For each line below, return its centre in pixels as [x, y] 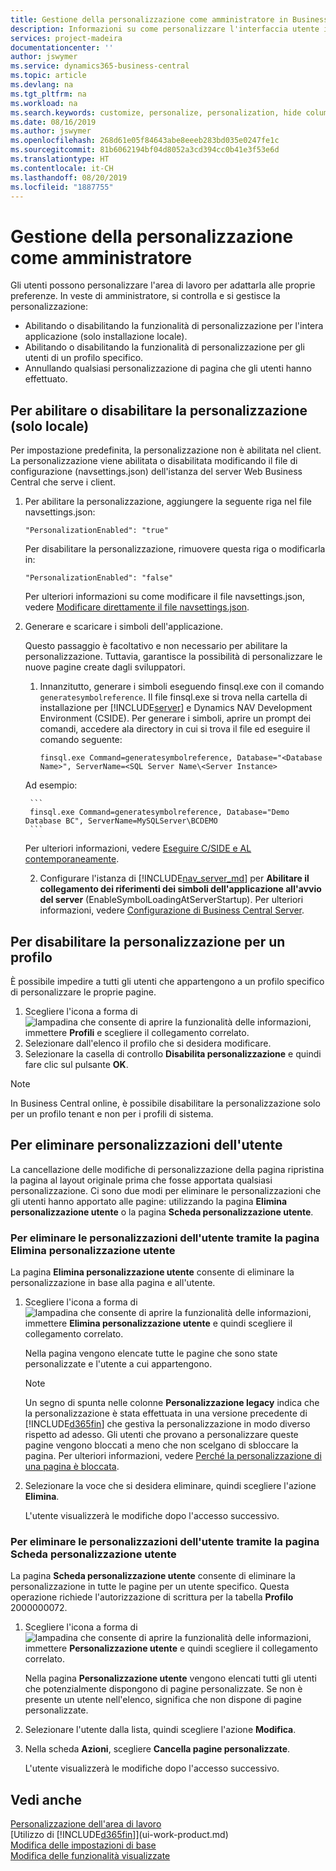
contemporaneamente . [72, 859]
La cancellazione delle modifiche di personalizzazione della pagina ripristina [167, 1169]
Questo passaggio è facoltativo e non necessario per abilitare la [156, 646]
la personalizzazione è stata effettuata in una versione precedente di [166, 1413]
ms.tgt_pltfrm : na [48, 94]
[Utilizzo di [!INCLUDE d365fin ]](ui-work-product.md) [119, 1835]
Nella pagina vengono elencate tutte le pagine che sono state [151, 1353]
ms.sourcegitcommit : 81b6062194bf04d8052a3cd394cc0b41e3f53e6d [145, 150]
